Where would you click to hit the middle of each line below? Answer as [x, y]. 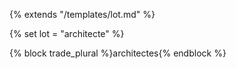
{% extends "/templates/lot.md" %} [82, 14]
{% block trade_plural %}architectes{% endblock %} [118, 53]
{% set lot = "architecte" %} [67, 33]
